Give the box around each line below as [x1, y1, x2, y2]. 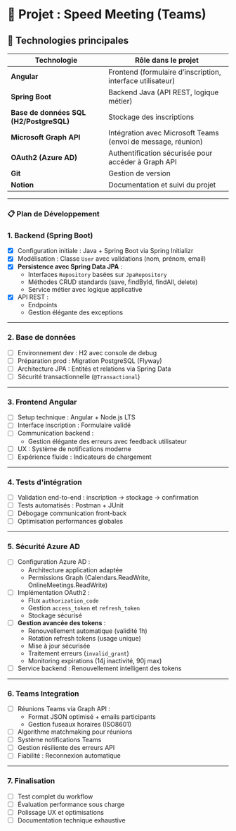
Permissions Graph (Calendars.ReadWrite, [27, 573, 150, 581]
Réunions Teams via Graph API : [17, 705, 111, 713]
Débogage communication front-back [17, 509, 127, 517]
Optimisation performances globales [17, 517, 124, 526]
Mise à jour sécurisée [27, 641, 91, 650]
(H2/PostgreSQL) [11, 116, 70, 126]
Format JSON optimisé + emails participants [27, 713, 156, 721]
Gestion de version [108, 168, 171, 178]
